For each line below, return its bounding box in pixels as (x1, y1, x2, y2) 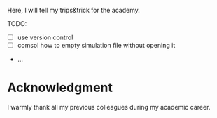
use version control (17, 33, 73, 41)
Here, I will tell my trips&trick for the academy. (7, 6, 140, 14)
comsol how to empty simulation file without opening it (17, 41, 176, 50)
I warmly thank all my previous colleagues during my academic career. (7, 103, 211, 112)
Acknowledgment (7, 80, 113, 96)
